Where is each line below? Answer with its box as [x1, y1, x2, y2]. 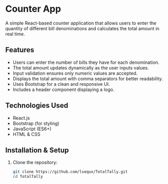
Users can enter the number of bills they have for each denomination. [12, 59, 160, 65]
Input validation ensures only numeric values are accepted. [12, 70, 138, 76]
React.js [12, 114, 30, 121]
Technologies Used [5, 101, 68, 110]
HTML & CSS [12, 131, 40, 137]
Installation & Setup [5, 146, 69, 154]
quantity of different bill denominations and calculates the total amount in [5, 25, 160, 31]
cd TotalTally [12, 174, 43, 179]
